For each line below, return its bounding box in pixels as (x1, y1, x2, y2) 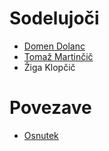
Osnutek (23, 129, 59, 141)
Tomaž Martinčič (23, 50, 94, 62)
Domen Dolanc (23, 40, 86, 52)
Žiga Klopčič (23, 61, 76, 73)
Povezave (9, 97, 92, 119)
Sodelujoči (9, 7, 100, 30)
